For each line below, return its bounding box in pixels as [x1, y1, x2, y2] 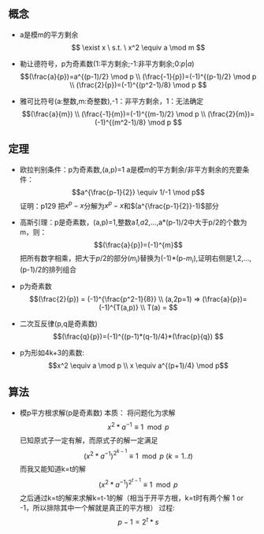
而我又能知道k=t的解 [19, 464, 87, 474]
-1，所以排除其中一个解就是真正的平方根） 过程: [19, 502, 175, 512]
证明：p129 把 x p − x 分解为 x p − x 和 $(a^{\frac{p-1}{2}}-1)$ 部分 [19, 199, 219, 210]
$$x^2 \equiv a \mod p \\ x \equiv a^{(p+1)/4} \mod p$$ [48, 361, 229, 370]
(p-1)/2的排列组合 [19, 265, 77, 274]
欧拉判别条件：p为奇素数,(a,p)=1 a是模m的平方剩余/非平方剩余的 [19, 165, 229, 174]
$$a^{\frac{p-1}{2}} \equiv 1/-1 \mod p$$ [72, 187, 205, 197]
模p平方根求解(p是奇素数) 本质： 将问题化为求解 [19, 408, 176, 417]
